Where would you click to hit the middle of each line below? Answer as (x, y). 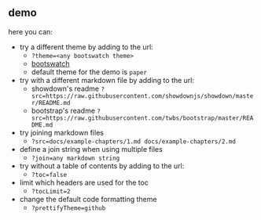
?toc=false (49, 175)
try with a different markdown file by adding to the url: (107, 80)
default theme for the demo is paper (89, 72)
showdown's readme (65, 88)
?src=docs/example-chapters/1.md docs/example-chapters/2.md (133, 141)
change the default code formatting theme (88, 199)
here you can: (31, 31)
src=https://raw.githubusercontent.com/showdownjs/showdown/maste (142, 96)
